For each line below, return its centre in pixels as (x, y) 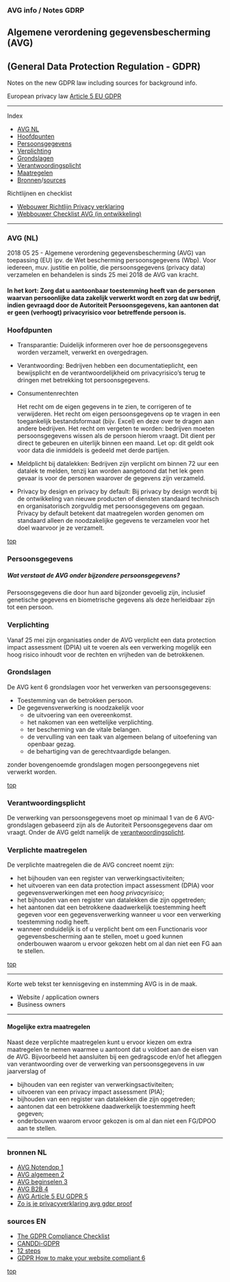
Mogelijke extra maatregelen (49, 1026)
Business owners (41, 1004)
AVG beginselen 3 (42, 1181)
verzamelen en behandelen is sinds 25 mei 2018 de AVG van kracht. (103, 275)
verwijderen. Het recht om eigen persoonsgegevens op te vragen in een (118, 414)
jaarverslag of (27, 1071)
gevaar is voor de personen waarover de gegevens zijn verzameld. (111, 478)
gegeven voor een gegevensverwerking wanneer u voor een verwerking (119, 915)
